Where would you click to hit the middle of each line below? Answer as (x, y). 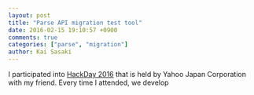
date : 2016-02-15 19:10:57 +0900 (63, 30)
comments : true (33, 37)
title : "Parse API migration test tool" (75, 23)
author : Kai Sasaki (40, 52)
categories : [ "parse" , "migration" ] (68, 45)
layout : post (29, 15)
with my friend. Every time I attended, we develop (88, 82)
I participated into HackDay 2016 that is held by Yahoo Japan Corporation (127, 74)
